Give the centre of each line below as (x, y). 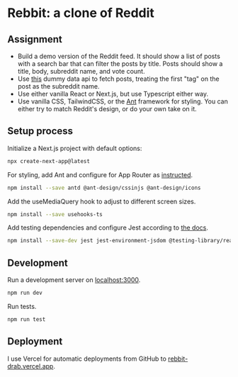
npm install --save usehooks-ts (55, 214)
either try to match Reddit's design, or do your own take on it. (107, 109)
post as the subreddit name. (58, 86)
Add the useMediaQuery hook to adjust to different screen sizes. (102, 201)
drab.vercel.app (30, 366)
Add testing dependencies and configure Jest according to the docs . (108, 227)
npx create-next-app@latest (49, 161)
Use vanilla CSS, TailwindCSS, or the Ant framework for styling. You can (123, 101)
